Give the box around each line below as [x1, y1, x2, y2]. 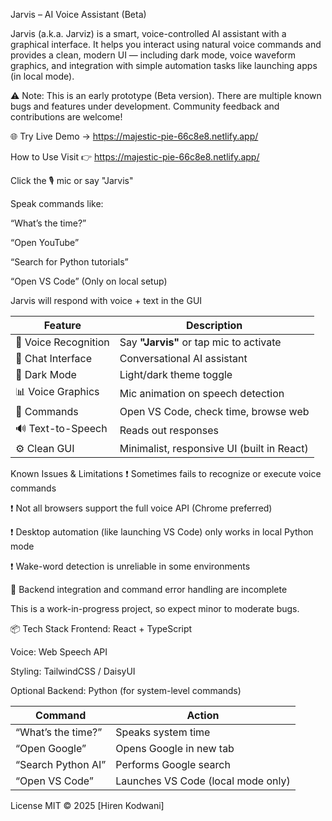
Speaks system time [115, 725, 211, 739]
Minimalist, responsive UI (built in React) [119, 442, 309, 455]
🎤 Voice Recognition [15, 335, 110, 349]
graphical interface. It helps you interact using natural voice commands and [10, 39, 322, 50]
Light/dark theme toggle [119, 368, 233, 381]
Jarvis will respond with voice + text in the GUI [10, 295, 203, 306]
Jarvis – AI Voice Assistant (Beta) [10, 9, 147, 20]
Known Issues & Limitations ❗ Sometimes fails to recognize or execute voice [10, 468, 322, 479]
